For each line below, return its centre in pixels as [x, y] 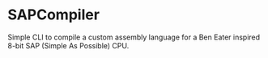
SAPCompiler [54, 15]
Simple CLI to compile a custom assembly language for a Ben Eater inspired [134, 37]
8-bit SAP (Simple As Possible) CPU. [68, 45]
